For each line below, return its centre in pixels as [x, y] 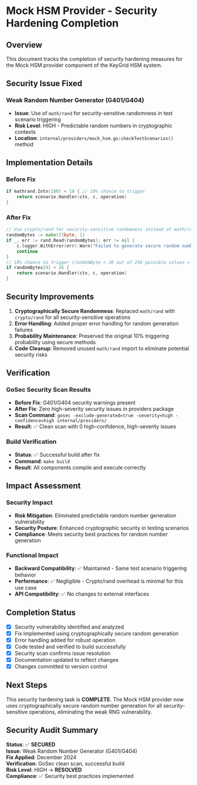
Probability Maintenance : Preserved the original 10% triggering [92, 336]
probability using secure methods [55, 342]
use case [26, 587]
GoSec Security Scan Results [49, 390]
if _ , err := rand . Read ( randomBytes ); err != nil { [70, 241]
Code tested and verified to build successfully [70, 647]
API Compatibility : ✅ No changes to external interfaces [82, 594]
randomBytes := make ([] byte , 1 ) [45, 235]
